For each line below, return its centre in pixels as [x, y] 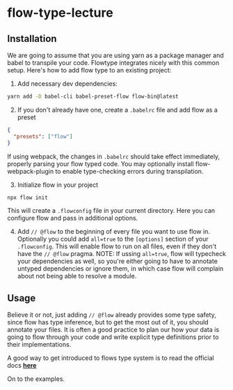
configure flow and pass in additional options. [73, 218]
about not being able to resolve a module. [77, 276]
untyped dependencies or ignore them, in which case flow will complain [120, 269]
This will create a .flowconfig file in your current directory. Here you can [111, 211]
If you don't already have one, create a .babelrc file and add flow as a [117, 110]
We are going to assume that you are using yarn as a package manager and [115, 55]
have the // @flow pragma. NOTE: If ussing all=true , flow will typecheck [121, 254]
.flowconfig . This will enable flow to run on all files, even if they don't [117, 246]
